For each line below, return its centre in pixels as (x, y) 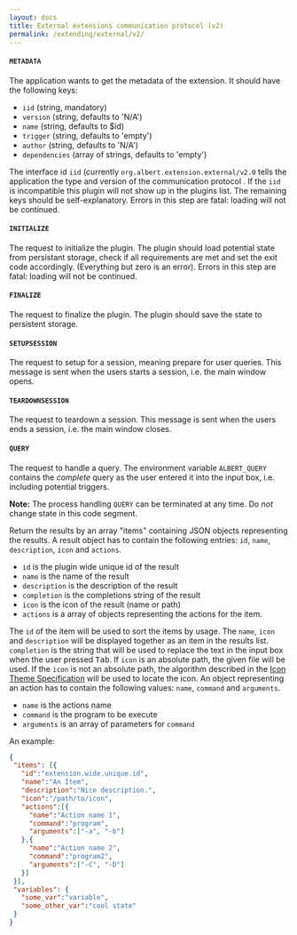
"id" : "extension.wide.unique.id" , (85, 774)
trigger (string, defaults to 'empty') (87, 135)
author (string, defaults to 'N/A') (80, 145)
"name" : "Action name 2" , (75, 848)
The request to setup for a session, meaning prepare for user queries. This (145, 363)
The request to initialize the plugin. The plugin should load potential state (142, 248)
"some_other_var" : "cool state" (79, 906)
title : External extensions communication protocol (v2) (117, 26)
